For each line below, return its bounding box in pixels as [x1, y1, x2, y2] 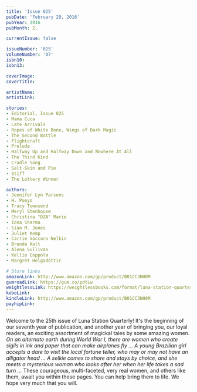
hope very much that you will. [6, 379, 78, 386]
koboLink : [6, 290, 30, 296]
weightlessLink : [6, 285, 46, 290]
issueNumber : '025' [6, 46, 54, 52]
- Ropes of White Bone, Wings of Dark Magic [6, 127, 117, 133]
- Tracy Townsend [6, 203, 49, 209]
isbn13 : [6, 62, 25, 68]
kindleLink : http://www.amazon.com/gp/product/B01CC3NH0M [6, 296, 151, 302]
